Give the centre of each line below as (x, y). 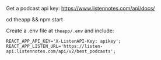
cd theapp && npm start (34, 19)
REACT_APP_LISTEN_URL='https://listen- (55, 46)
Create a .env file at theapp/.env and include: (60, 31)
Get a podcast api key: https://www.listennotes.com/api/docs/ (80, 8)
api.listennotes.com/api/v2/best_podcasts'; (61, 51)
